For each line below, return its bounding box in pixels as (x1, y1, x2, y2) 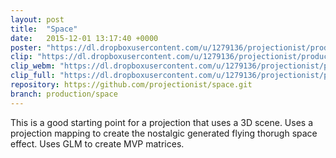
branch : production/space (10, 89, 118, 99)
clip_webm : (10, 61, 56, 71)
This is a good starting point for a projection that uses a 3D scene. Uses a (10, 116, 314, 128)
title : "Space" (10, 24, 78, 34)
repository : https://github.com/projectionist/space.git (10, 80, 253, 90)
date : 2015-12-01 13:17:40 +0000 (10, 33, 159, 43)
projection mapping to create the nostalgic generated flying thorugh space (10, 127, 318, 139)
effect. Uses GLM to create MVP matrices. (10, 137, 185, 150)
